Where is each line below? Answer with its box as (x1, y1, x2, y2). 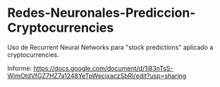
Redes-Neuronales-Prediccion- (7, 5, 196, 21)
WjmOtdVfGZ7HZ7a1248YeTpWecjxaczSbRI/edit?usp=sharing (7, 72, 187, 80)
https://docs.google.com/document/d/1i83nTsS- (33, 64, 173, 72)
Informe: (7, 64, 32, 72)
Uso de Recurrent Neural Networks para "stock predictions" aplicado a (7, 43, 214, 51)
